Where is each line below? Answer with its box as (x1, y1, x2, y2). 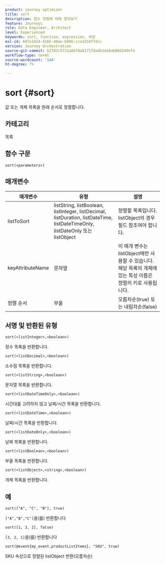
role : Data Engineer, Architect (5, 26, 71, 30)
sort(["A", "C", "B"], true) (5, 506, 65, 511)
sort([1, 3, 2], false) (5, 525, 54, 530)
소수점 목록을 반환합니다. (5, 363, 53, 369)
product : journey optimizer (5, 7, 63, 12)
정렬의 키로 (118, 279, 142, 286)
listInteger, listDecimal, (54, 208, 107, 215)
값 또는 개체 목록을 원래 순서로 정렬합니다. (5, 104, 85, 110)
